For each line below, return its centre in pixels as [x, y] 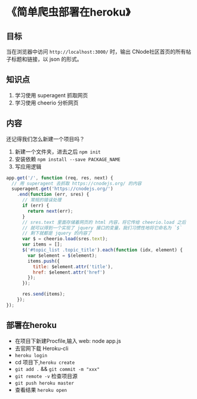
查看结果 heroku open [41, 389]
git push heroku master [44, 383]
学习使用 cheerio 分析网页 [47, 103]
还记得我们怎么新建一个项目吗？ [45, 139]
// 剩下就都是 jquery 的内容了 [57, 234]
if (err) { [36, 205]
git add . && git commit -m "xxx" [57, 369]
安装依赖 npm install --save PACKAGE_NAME [67, 159]
